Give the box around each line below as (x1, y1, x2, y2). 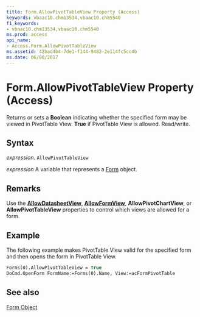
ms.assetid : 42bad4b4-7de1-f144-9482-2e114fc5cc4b (6, 49, 137, 55)
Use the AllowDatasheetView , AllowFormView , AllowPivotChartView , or (6, 199, 192, 207)
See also (6, 287, 40, 297)
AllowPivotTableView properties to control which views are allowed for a (6, 206, 190, 213)
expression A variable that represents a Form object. (6, 166, 138, 173)
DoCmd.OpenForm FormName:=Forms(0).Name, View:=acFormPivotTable (6, 270, 175, 276)
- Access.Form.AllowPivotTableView (6, 43, 97, 49)
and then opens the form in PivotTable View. (6, 253, 117, 260)
